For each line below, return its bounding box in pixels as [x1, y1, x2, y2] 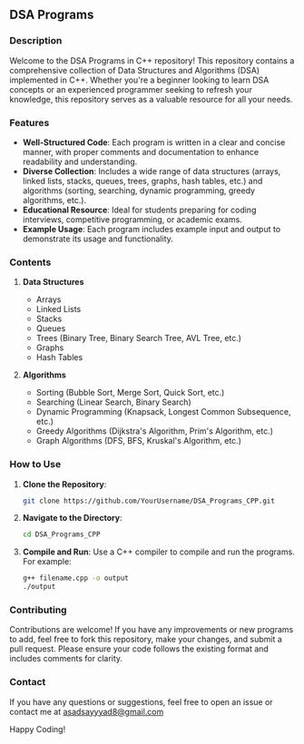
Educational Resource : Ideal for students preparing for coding [22, 204, 257, 215]
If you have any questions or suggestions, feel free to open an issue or [9, 696, 274, 707]
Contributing [9, 603, 67, 616]
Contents [9, 256, 52, 269]
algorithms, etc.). [22, 194, 87, 205]
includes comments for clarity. [9, 653, 123, 664]
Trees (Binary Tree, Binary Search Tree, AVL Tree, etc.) [35, 333, 242, 344]
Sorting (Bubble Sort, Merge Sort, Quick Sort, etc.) [35, 387, 225, 398]
